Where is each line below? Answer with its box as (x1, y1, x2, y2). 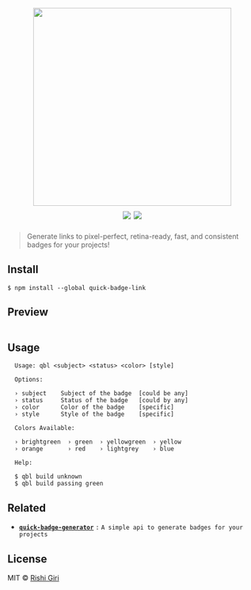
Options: (14, 375, 44, 384)
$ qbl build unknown (14, 473, 82, 481)
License (7, 552, 48, 565)
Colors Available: (14, 424, 76, 432)
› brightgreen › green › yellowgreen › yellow (14, 438, 181, 446)
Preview (7, 306, 49, 319)
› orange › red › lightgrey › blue (14, 445, 175, 453)
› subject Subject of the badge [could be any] (14, 390, 189, 398)
